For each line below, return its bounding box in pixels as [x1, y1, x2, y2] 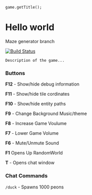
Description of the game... [5, 58, 65, 63]
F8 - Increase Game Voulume [5, 121, 67, 127]
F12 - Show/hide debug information [5, 81, 80, 87]
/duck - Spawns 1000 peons [5, 184, 64, 190]
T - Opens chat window [5, 160, 55, 166]
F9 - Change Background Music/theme [5, 110, 87, 116]
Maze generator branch [5, 38, 55, 44]
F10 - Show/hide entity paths [5, 101, 66, 107]
